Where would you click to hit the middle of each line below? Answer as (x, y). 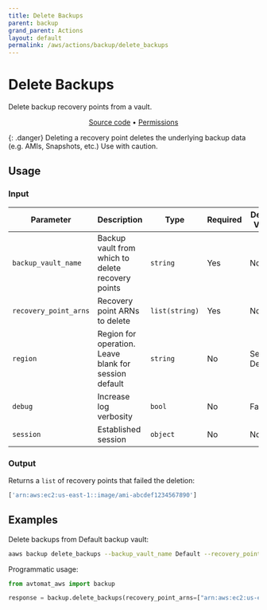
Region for (117, 333)
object (163, 434)
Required (224, 219)
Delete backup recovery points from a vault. (80, 107)
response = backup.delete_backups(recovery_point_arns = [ (104, 598)
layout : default (35, 38)
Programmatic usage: (43, 569)
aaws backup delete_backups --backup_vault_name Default (104, 554)
